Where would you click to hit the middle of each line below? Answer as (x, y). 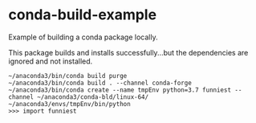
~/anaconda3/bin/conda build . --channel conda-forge (100, 83)
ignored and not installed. (51, 61)
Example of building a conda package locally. (83, 37)
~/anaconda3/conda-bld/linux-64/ (93, 97)
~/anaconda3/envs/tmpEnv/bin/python (69, 104)
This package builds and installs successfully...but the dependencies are (128, 52)
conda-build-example (83, 15)
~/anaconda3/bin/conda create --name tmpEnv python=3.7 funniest (120, 90)
